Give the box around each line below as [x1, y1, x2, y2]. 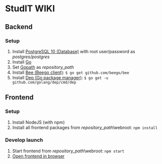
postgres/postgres [12, 54, 50, 60]
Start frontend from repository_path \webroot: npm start [12, 148, 125, 154]
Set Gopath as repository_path [12, 64, 74, 70]
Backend [5, 23, 33, 31]
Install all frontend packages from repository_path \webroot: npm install [12, 124, 158, 131]
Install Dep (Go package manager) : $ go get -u [12, 74, 109, 80]
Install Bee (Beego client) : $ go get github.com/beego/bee [12, 69, 129, 75]
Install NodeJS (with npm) [12, 119, 65, 125]
